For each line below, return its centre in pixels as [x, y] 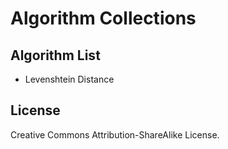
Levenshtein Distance [69, 79]
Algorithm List [55, 55]
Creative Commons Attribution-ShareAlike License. [115, 134]
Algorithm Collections [103, 18]
